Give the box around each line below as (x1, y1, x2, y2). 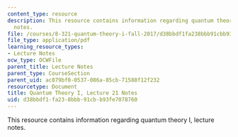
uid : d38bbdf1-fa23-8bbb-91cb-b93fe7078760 (7, 97, 138, 104)
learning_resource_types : (7, 43, 84, 50)
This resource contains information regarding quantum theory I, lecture (7, 116, 215, 124)
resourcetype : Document (7, 83, 78, 90)
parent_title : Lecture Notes (7, 63, 93, 70)
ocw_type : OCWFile (7, 57, 62, 64)
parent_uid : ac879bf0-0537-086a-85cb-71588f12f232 (7, 76, 160, 84)
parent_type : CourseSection (7, 70, 91, 77)
